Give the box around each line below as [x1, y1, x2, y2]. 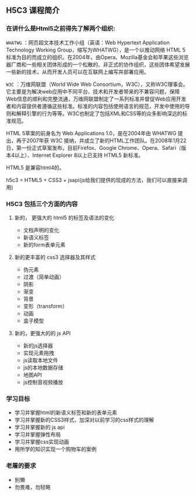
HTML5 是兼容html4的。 [6, 164, 65, 171]
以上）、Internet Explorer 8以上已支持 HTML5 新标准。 [14, 151, 144, 159]
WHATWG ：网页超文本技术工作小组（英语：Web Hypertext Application [6, 39, 170, 46]
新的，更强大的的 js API [14, 329, 71, 336]
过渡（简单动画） [23, 273, 65, 280]
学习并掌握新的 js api [14, 423, 65, 431]
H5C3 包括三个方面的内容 [6, 199, 78, 208]
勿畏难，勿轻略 [14, 483, 51, 490]
